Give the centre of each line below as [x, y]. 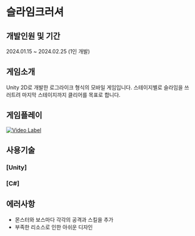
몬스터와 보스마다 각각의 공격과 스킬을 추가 [64, 219]
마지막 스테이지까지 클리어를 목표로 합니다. [71, 95]
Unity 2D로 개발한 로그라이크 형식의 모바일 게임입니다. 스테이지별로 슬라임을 [95, 87]
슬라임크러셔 [35, 12]
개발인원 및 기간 [33, 36]
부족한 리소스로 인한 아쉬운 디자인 [54, 227]
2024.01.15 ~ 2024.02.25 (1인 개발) [48, 51]
